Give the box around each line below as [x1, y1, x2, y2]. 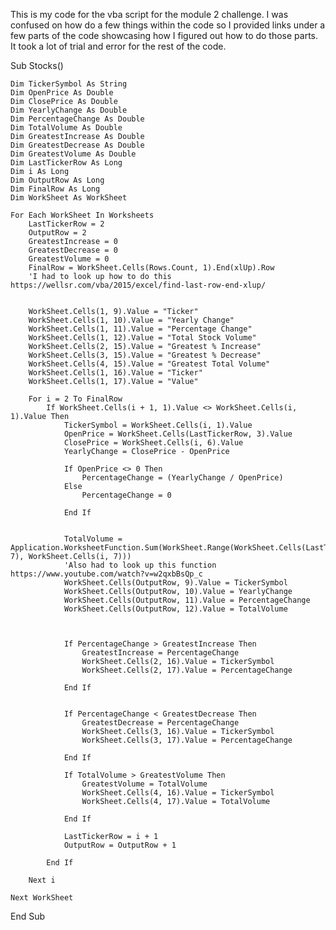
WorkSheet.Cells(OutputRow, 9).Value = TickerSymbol [63, 578, 288, 588]
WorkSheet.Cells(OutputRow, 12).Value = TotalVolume [63, 604, 288, 614]
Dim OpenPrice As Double [10, 88, 114, 98]
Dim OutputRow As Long [10, 175, 105, 185]
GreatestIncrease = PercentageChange [81, 648, 240, 658]
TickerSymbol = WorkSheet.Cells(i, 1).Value [63, 420, 253, 430]
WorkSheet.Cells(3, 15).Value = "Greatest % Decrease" [28, 350, 262, 360]
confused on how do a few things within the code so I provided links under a [10, 19, 326, 31]
